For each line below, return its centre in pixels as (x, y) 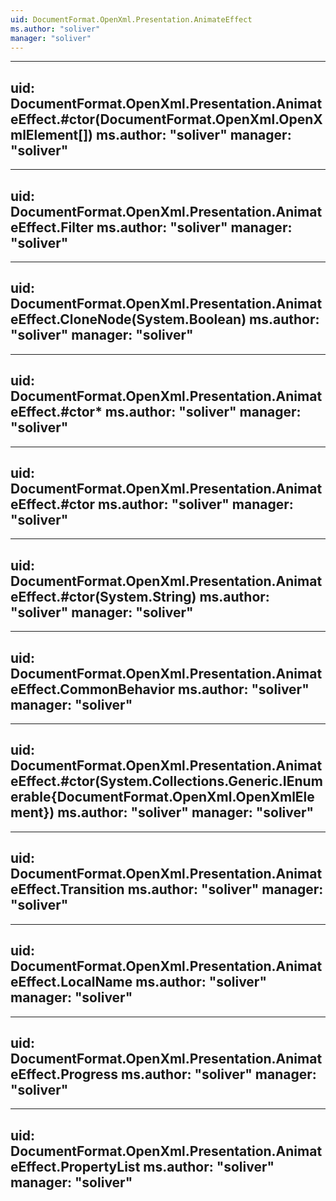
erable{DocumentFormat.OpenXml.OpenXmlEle (162, 797)
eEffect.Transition (67, 889)
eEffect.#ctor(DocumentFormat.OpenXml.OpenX (166, 119)
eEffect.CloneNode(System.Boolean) (128, 319)
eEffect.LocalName (71, 982)
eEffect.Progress (64, 1074)
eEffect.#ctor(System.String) (103, 596)
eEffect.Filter (52, 227)
